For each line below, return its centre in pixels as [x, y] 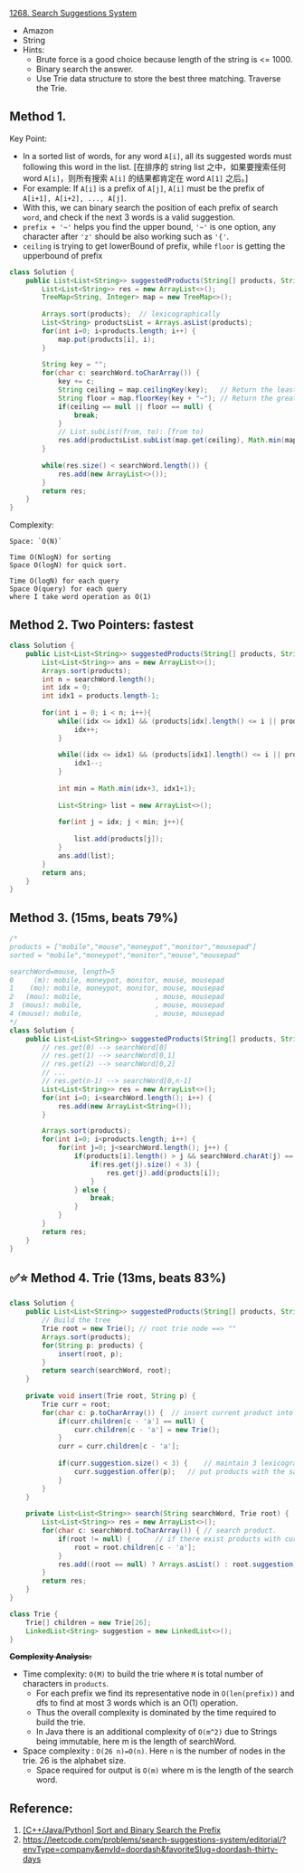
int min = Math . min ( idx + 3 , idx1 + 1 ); [127, 788]
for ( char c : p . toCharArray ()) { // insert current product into [168, 1412]
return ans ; [65, 872]
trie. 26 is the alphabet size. [74, 1761]
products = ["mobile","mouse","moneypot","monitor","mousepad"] [133, 946]
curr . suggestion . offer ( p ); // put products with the [179, 1471]
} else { [90, 1190]
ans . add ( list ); [86, 856]
